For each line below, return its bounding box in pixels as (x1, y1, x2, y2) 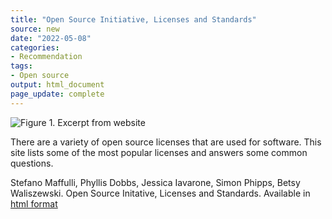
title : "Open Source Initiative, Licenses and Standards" (10, 14, 257, 25)
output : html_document (10, 80, 105, 90)
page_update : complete (10, 89, 105, 99)
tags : (10, 61, 33, 71)
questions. (10, 157, 54, 169)
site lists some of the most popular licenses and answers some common (10, 146, 308, 158)
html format (10, 197, 58, 210)
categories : (10, 42, 60, 53)
